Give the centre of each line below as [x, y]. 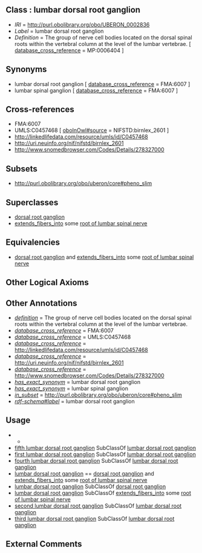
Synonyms [26, 69]
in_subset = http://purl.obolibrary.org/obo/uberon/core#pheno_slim [98, 395]
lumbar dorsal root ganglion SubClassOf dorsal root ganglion [90, 486]
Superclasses [32, 202]
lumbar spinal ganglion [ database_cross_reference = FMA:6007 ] [96, 90]
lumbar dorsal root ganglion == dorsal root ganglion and [84, 473]
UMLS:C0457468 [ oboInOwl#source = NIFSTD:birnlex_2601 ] [92, 130]
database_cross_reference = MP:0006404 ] [69, 50]
